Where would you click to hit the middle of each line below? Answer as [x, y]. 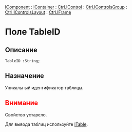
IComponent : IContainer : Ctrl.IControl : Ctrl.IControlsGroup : [66, 7]
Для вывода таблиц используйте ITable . [47, 124]
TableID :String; [23, 61]
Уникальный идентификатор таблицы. [44, 88]
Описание [21, 50]
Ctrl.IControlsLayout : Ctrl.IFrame [38, 12]
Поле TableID [33, 32]
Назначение [25, 76]
